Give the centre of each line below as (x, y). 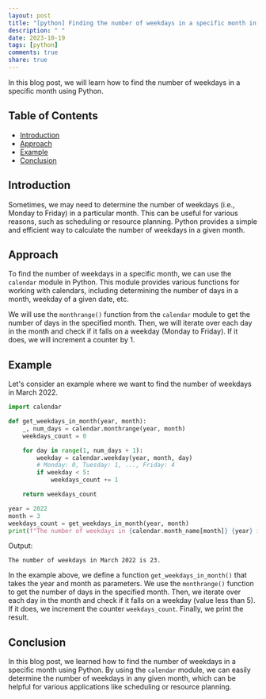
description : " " (37, 30)
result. (19, 617)
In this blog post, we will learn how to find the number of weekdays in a (124, 82)
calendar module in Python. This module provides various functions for (124, 282)
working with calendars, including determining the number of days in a (123, 291)
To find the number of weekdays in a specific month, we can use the (120, 274)
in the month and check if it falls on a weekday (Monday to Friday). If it (123, 331)
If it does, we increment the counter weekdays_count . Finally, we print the (126, 609)
